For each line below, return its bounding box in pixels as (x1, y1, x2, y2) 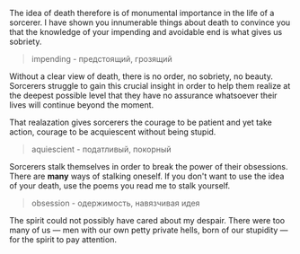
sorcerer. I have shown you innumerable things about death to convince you (9, 17, 291, 28)
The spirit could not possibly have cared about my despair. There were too (9, 215, 286, 225)
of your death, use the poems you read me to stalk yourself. (9, 180, 231, 191)
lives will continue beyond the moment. (9, 100, 154, 110)
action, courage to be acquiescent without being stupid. (9, 127, 216, 137)
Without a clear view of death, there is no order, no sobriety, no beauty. (9, 71, 274, 82)
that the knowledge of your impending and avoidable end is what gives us (9, 27, 283, 37)
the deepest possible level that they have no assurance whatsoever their (9, 90, 278, 101)
